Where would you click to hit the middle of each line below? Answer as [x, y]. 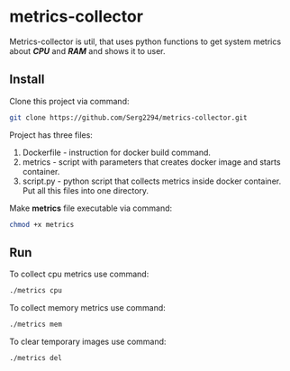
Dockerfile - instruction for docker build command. [117, 152]
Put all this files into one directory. [86, 190]
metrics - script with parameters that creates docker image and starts [151, 162]
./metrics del [36, 358]
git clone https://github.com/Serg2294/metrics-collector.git [128, 118]
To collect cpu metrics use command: [79, 274]
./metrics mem [36, 325]
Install [27, 80]
